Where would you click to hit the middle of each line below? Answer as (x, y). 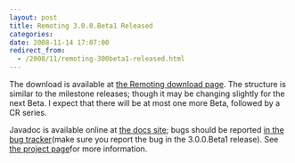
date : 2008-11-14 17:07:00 (59, 42)
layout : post (33, 17)
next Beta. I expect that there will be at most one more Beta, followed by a (145, 103)
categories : (31, 34)
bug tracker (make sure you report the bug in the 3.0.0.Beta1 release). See (144, 139)
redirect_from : (37, 51)
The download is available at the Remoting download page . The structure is (148, 84)
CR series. (28, 113)
